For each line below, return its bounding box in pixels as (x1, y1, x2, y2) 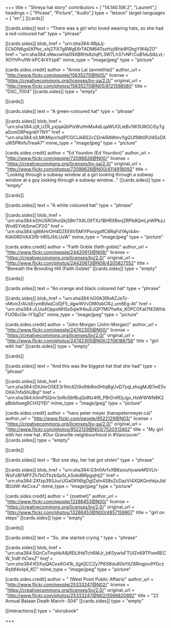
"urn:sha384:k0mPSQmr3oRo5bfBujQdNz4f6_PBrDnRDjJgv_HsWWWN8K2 (5, 395, 164, 400)
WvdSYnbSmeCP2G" (5, 223, 50, 229)
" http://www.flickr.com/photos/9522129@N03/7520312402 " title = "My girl (5, 427, 163, 432)
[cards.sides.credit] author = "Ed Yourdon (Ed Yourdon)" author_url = (5, 150, 151, 155)
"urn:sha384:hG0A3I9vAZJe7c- (62, 295, 129, 301)
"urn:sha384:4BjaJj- (62, 40, 106, 47)
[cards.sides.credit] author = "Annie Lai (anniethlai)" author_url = (5, 66, 141, 73)
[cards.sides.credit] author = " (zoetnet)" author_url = (5, 493, 118, 499)
